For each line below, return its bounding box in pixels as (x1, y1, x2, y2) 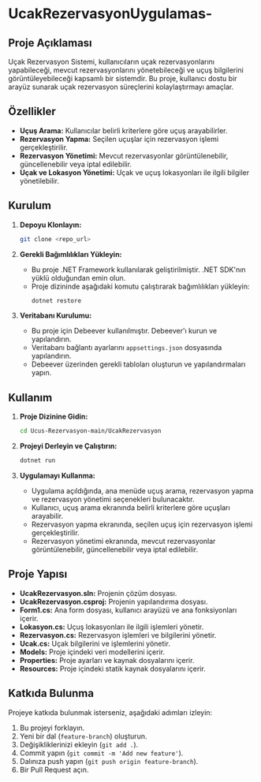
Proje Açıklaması (8, 36, 92, 50)
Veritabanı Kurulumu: (19, 311, 92, 320)
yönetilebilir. (19, 176, 59, 185)
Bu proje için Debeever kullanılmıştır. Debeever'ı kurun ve (31, 326, 218, 336)
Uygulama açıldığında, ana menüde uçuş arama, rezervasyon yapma (31, 486, 254, 495)
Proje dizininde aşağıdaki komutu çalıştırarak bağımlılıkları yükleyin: (31, 281, 250, 291)
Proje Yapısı (8, 568, 68, 581)
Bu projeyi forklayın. (19, 723, 85, 732)
